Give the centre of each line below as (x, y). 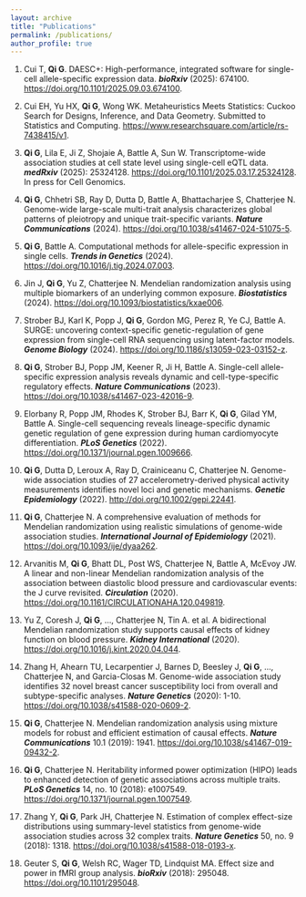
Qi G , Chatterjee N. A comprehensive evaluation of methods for (142, 517)
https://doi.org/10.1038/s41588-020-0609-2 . (107, 706)
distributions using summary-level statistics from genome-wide (143, 827)
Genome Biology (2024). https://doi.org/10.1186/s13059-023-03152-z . (155, 350)
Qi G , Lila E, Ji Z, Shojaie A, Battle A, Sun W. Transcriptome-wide (145, 153)
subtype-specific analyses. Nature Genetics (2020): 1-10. (132, 696)
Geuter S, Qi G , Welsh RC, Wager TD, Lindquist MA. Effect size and (148, 863)
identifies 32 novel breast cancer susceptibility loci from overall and (151, 686)
